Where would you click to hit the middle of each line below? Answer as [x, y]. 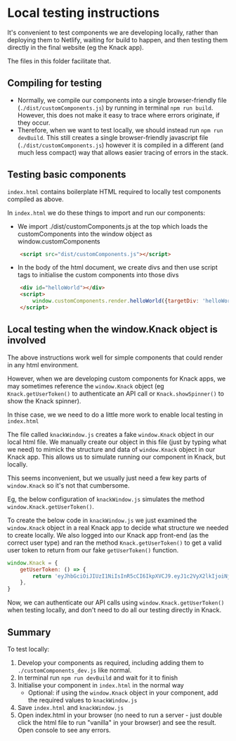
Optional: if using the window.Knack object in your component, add [123, 692]
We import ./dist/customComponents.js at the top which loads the [113, 226]
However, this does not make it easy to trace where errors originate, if [118, 115]
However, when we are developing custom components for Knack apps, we [117, 379]
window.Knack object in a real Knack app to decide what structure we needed [118, 527]
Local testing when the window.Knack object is [112, 330]
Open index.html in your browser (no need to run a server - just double [120, 715]
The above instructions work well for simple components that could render [115, 357]
